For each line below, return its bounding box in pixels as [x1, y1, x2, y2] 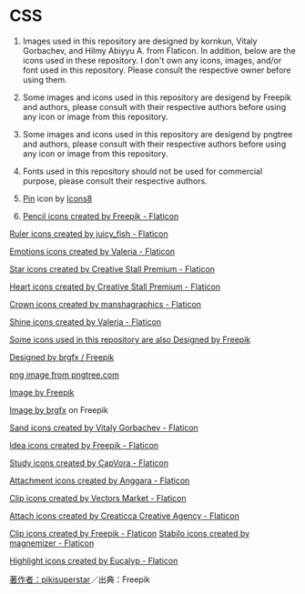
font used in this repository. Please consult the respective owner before [22, 65, 291, 76]
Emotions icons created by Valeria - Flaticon [9, 246, 176, 257]
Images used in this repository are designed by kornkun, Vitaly [22, 35, 258, 46]
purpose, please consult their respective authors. [22, 175, 208, 186]
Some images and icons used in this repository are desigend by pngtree [22, 128, 293, 139]
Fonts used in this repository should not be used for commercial [22, 166, 263, 176]
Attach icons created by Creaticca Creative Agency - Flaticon [9, 510, 239, 521]
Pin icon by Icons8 [22, 193, 93, 204]
